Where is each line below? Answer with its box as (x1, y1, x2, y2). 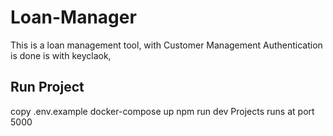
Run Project (10, 79, 85, 96)
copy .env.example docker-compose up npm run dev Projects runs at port (10, 105, 315, 117)
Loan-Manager (10, 6, 137, 29)
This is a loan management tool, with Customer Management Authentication (10, 39, 323, 51)
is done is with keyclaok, (10, 49, 112, 61)
